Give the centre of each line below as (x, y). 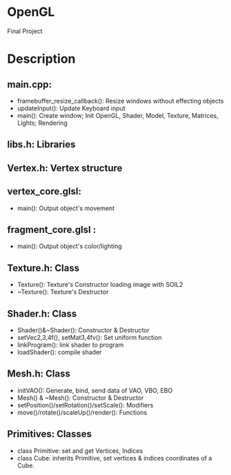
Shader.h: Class (42, 313)
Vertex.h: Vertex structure (65, 168)
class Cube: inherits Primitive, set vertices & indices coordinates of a (114, 458)
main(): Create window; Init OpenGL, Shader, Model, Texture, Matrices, (118, 115)
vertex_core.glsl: (44, 191)
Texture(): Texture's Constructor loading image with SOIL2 (100, 285)
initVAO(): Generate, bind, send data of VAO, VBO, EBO (95, 390)
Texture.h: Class (43, 268)
